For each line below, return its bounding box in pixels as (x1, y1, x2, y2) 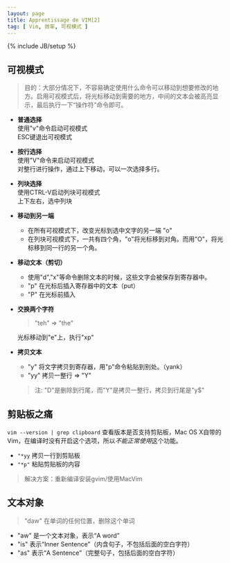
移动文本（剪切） (17, 258, 67, 267)
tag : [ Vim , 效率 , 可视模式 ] (7, 23, 88, 30)
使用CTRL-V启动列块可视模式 (17, 188, 100, 197)
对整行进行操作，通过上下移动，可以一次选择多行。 (17, 165, 163, 173)
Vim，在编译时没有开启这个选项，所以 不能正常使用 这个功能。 (7, 437, 182, 445)
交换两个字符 (17, 305, 54, 314)
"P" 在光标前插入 (27, 290, 76, 298)
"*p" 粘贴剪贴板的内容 (17, 460, 81, 468)
